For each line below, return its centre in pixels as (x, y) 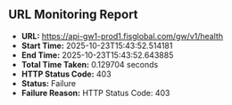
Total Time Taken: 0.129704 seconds (90, 64)
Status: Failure (49, 83)
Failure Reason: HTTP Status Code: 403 (95, 93)
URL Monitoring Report (74, 15)
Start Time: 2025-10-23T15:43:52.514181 (97, 45)
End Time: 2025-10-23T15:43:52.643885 (97, 55)
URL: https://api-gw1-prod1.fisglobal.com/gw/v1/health (122, 36)
